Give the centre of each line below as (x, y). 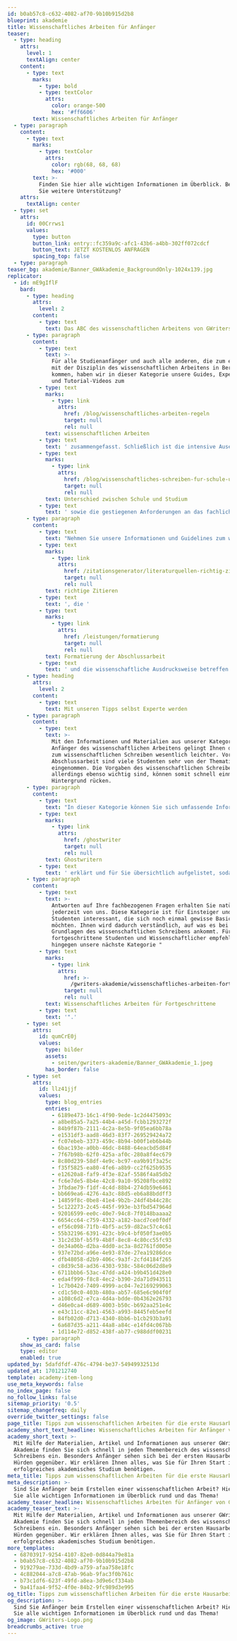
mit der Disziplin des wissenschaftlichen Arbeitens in (135, 368)
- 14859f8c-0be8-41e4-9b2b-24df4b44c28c (112, 1201)
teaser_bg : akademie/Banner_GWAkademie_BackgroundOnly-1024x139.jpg (110, 269)
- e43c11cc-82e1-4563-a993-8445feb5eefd (112, 1312)
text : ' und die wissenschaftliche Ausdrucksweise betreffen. (138, 670)
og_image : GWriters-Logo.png (50, 1620)
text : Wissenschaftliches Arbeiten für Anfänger (105, 118)
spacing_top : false (61, 257)
